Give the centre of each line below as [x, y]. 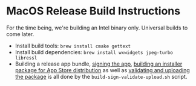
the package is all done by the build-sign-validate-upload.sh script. [101, 76]
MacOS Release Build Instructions [93, 11]
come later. [20, 34]
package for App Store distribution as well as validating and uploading [103, 70]
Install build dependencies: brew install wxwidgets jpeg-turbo [94, 52]
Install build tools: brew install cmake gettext [73, 46]
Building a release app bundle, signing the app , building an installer [99, 64]
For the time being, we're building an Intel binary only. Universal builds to [97, 28]
